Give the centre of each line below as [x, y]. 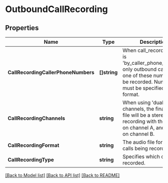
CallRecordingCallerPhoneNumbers [51, 72]
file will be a [136, 115]
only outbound [139, 69]
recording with [139, 121]
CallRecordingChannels [36, 118]
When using [136, 103]
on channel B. [138, 134]
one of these [137, 75]
